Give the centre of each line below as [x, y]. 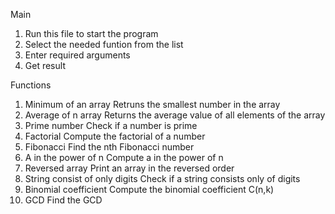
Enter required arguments [77, 55]
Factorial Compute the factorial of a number [115, 136]
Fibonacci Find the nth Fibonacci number [109, 147]
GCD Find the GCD [63, 200]
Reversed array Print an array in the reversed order [129, 168]
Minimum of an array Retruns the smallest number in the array [152, 104]
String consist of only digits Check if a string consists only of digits [162, 178]
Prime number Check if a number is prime [111, 125]
